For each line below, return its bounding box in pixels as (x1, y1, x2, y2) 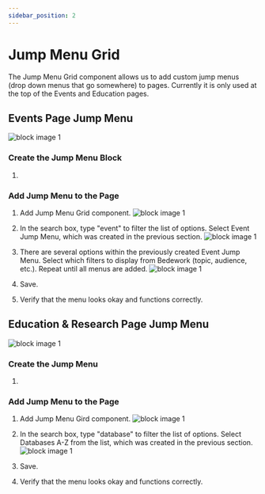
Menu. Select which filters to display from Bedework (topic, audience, (19, 255, 248, 265)
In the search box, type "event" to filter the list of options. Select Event (19, 223, 250, 233)
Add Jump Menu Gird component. (19, 414, 131, 424)
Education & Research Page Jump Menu (8, 317, 210, 331)
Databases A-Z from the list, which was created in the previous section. (19, 438, 253, 447)
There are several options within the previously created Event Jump (19, 247, 240, 256)
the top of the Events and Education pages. (8, 89, 150, 98)
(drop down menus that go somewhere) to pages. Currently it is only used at (8, 80, 257, 89)
